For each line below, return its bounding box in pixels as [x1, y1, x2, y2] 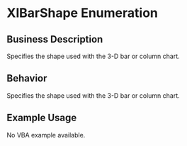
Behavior [6, 72, 47, 84]
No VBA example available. [6, 130, 86, 139]
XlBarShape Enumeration [6, 5, 159, 21]
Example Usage [6, 112, 77, 124]
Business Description [6, 33, 103, 45]
